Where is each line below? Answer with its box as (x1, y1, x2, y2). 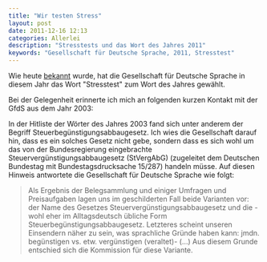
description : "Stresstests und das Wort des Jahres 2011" (8, 42, 206, 50)
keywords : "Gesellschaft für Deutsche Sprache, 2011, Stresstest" (8, 49, 235, 57)
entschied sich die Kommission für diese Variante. (27, 245, 194, 255)
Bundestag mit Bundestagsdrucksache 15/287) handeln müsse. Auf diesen (8, 162, 255, 171)
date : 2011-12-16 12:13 (8, 26, 88, 34)
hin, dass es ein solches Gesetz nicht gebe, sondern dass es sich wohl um (8, 136, 254, 145)
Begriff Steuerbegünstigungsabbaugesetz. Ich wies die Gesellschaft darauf (8, 127, 257, 137)
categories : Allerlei (8, 34, 81, 42)
